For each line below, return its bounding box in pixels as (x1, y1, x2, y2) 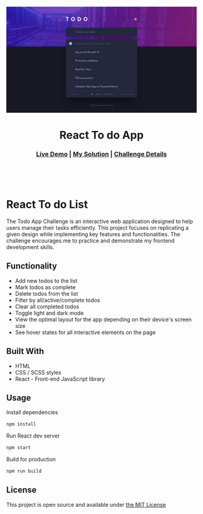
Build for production (6, 456, 56, 463)
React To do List (6, 198, 88, 212)
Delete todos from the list (14, 290, 79, 297)
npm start (6, 445, 31, 451)
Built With (6, 346, 44, 356)
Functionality (6, 261, 57, 272)
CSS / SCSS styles (14, 369, 62, 376)
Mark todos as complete (14, 283, 76, 291)
